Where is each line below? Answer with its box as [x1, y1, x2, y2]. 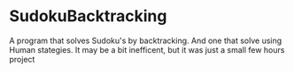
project [9, 54, 35, 64]
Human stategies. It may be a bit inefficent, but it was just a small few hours [9, 44, 285, 55]
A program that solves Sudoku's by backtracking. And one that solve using [9, 35, 282, 46]
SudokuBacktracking [9, 6, 167, 26]
